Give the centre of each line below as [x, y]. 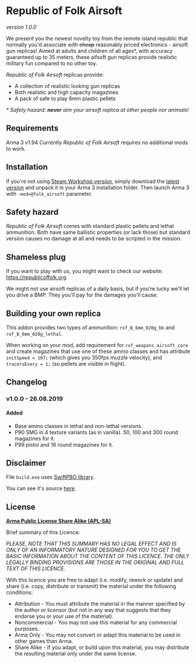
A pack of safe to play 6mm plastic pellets [65, 98]
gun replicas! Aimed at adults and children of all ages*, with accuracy [89, 50]
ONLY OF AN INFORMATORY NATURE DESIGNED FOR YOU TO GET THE [94, 550]
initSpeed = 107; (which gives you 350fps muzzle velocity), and [84, 358]
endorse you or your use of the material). [64, 616]
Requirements [32, 128]
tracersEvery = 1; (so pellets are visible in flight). [66, 364]
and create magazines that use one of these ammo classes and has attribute [98, 351]
